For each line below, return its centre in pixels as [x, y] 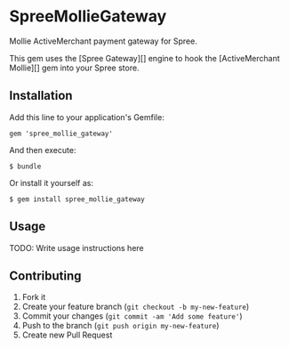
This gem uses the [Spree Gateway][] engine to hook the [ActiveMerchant [144, 58]
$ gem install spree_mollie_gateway [77, 199]
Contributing [45, 276]
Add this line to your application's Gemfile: [87, 117]
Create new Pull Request [67, 335]
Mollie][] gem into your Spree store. [74, 68]
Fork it [34, 297]
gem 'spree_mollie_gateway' [61, 134]
